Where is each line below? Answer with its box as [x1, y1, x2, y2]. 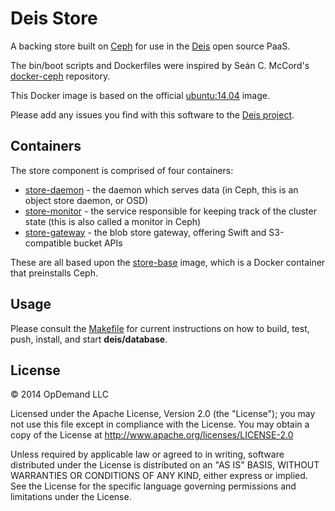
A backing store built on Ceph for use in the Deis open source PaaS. [10, 40, 291, 52]
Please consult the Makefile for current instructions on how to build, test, [10, 322, 310, 334]
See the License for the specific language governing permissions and [10, 480, 297, 492]
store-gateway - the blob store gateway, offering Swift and [24, 226, 267, 238]
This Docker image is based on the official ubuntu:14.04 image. [10, 89, 270, 101]
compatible [24, 237, 72, 249]
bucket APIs [73, 237, 123, 249]
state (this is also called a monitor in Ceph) [24, 215, 202, 227]
